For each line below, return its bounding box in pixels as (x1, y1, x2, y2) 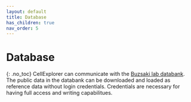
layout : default (6, 8, 47, 15)
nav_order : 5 (6, 25, 39, 31)
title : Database (6, 14, 47, 20)
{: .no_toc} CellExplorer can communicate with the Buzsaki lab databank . (6, 71, 185, 78)
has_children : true (6, 20, 55, 26)
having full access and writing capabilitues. (6, 90, 113, 97)
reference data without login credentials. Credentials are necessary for (6, 83, 180, 90)
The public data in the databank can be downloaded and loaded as (6, 76, 171, 84)
